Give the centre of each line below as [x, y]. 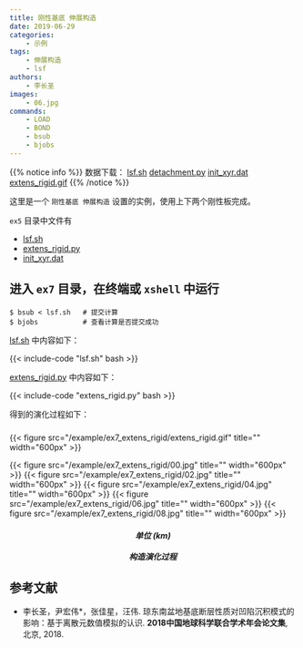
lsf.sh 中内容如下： [45, 340]
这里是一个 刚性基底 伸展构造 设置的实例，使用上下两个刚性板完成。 [133, 201]
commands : [28, 111]
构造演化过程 [153, 556]
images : [24, 94]
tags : [20, 52]
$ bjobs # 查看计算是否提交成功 [84, 322]
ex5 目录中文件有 [41, 221]
